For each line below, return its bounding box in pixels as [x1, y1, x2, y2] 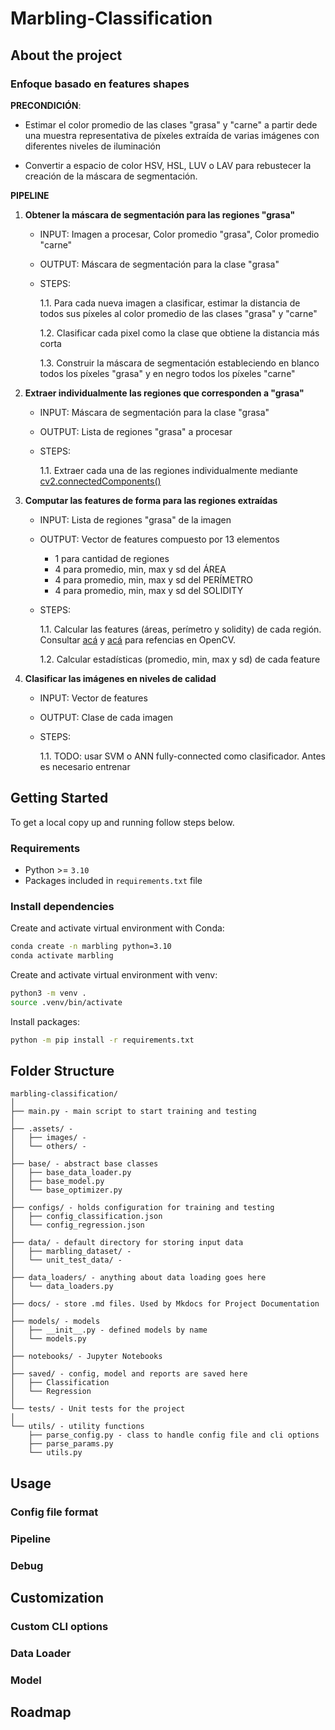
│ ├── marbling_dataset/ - [10, 1247, 132, 1257]
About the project [10, 47, 123, 64]
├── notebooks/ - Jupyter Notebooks [10, 1352, 163, 1362]
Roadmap [10, 1704, 72, 1721]
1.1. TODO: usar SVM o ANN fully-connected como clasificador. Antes [39, 750, 326, 762]
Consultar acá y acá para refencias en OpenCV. [39, 633, 237, 646]
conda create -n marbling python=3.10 [10, 942, 172, 952]
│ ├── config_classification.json [10, 1212, 163, 1222]
